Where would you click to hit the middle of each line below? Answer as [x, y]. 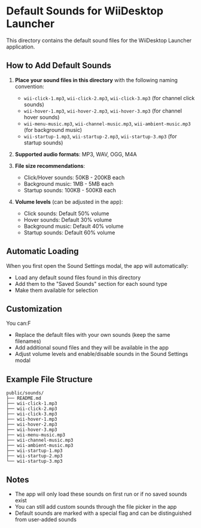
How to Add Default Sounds [59, 66]
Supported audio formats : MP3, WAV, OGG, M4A [76, 154]
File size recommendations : [50, 165]
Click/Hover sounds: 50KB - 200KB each [74, 177]
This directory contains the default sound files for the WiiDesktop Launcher [99, 40]
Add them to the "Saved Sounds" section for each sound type [91, 283]
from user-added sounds [45, 519]
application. [21, 47]
